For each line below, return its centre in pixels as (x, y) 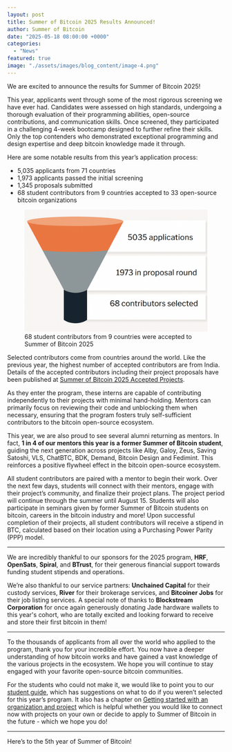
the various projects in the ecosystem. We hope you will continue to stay (110, 664)
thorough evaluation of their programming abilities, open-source (98, 114)
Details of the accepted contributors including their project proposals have (113, 372)
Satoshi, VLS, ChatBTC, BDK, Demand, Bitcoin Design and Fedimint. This (110, 458)
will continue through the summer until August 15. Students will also (103, 501)
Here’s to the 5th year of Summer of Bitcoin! (70, 742)
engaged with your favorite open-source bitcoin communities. (95, 672)
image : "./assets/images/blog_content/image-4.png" (83, 66)
